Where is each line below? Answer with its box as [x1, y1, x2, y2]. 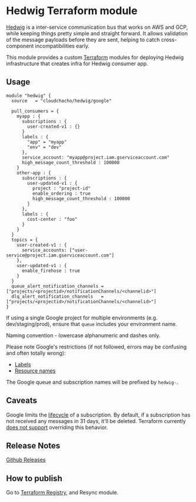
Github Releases [6, 456, 46, 463]
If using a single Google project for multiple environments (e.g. [6, 314, 158, 321]
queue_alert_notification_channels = [11, 283, 104, 289]
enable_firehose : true [21, 268, 81, 274]
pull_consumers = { [11, 108, 59, 114]
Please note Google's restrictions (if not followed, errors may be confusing [6, 343, 187, 350]
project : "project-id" [32, 185, 91, 191]
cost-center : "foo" [27, 216, 78, 222]
